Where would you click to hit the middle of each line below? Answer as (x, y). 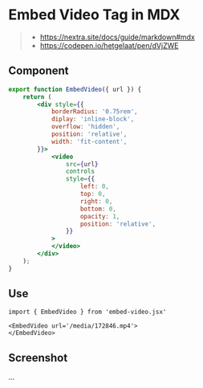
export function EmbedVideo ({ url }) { (75, 89)
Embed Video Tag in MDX (94, 15)
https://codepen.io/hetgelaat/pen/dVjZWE (109, 45)
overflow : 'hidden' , (85, 127)
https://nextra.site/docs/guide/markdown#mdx (117, 37)
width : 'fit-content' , (89, 141)
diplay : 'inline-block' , (93, 119)
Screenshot (38, 358)
